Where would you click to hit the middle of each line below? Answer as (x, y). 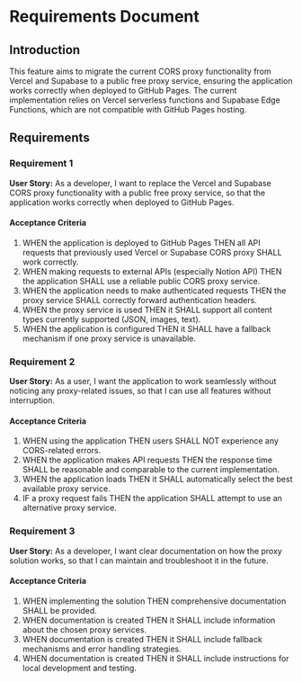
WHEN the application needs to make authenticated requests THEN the (154, 291)
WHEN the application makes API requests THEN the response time (147, 460)
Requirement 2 (42, 362)
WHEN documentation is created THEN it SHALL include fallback (142, 639)
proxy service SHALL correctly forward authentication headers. (140, 300)
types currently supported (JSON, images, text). (111, 319)
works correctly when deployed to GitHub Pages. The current (123, 90)
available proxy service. (66, 489)
